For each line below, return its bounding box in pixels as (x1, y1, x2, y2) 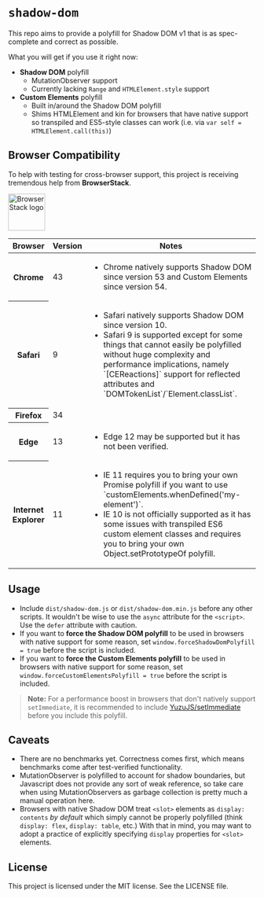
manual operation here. (19, 796, 96, 805)
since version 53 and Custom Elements (103, 271, 248, 282)
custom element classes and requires (103, 528, 241, 539)
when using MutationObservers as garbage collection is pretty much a (19, 788, 248, 797)
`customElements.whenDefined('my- (103, 489, 241, 500)
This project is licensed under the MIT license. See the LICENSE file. (8, 881, 229, 891)
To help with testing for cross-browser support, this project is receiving (8, 169, 239, 178)
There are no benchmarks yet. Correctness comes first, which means (19, 754, 245, 764)
